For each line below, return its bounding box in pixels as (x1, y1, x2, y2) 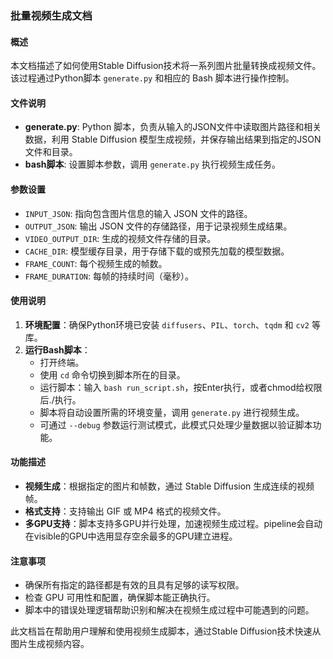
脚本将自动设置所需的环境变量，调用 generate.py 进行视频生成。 (39, 406, 305, 418)
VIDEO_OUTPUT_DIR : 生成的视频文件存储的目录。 (24, 232, 217, 244)
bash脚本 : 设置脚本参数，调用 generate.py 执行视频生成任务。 (24, 158, 282, 171)
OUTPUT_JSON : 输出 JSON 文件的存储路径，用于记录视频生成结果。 (24, 220, 293, 232)
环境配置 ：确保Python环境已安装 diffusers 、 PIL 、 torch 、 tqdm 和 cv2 (24, 318, 310, 331)
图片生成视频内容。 (10, 638, 90, 650)
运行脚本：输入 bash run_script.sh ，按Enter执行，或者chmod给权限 (39, 381, 323, 393)
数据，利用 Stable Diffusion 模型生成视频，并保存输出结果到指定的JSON (24, 133, 322, 146)
